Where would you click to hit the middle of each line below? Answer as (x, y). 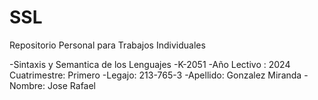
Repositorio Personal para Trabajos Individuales (107, 45)
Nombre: (27, 85)
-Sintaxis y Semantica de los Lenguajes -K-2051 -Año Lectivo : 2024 (150, 64)
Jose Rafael (72, 85)
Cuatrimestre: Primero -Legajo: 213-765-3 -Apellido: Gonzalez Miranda (155, 75)
